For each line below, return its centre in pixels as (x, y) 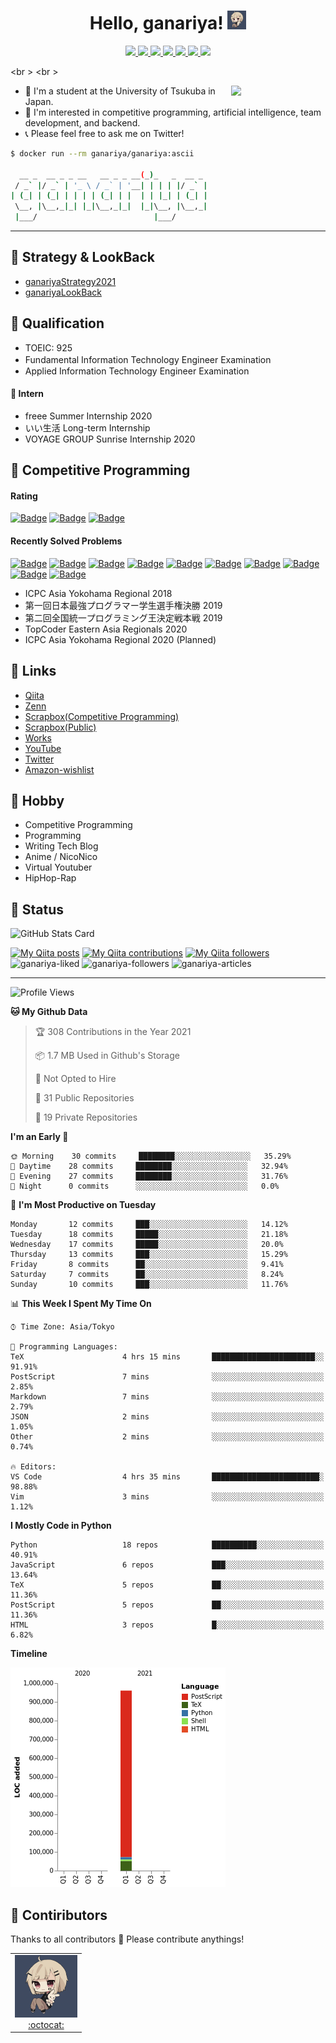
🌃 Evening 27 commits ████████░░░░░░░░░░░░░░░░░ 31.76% (149, 1176)
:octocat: (46, 2024)
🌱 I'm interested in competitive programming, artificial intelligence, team (173, 112)
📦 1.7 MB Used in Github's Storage (107, 1056)
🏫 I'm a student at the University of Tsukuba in (120, 91)
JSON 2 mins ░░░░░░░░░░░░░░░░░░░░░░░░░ (167, 1417)
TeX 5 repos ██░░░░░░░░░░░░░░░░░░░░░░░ (167, 1585)
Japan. (39, 101)
